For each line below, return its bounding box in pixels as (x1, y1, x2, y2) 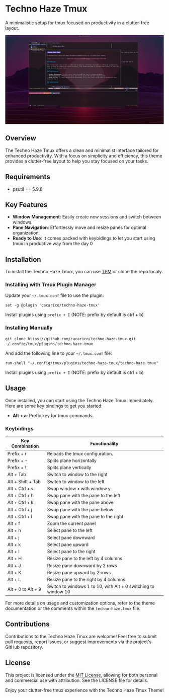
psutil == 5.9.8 (12, 186, 43, 192)
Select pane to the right (47, 549, 96, 555)
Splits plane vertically (47, 464, 92, 471)
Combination (11, 443, 39, 449)
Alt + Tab (7, 472, 26, 478)
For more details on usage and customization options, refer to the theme (5, 600, 155, 606)
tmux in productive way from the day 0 (12, 241, 93, 247)
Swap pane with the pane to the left (47, 493, 121, 499)
